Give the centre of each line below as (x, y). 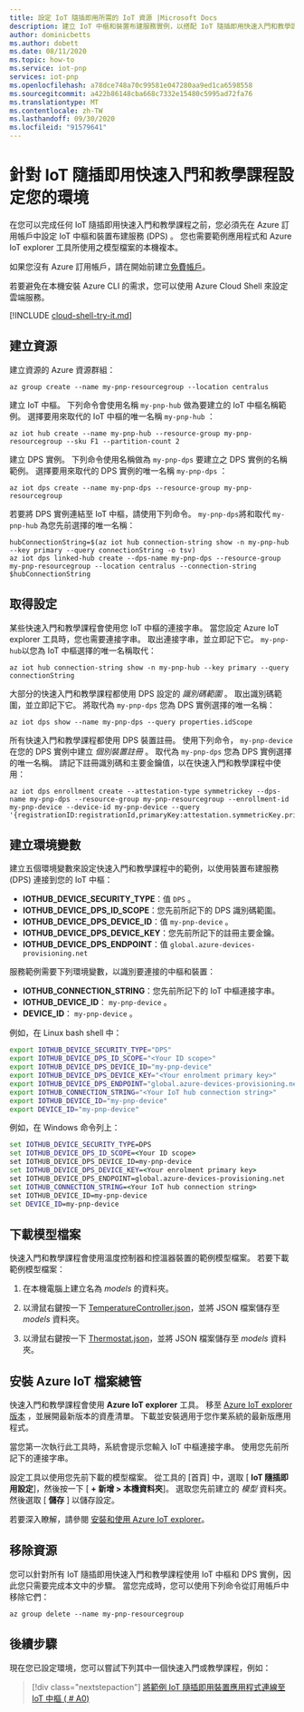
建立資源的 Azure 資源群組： (62, 369)
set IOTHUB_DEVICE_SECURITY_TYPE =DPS (81, 1145)
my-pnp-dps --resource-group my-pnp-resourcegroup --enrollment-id (159, 799)
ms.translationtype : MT (54, 102)
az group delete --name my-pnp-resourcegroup (96, 1614)
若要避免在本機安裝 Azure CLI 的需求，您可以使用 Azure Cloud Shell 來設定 (149, 286)
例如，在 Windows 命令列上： (65, 1128)
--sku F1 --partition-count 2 (123, 441)
